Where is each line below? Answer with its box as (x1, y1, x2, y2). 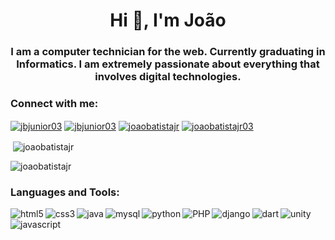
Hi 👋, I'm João (109, 9, 227, 32)
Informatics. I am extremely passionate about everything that (16, 57, 320, 71)
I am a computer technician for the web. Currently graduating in (10, 45, 326, 59)
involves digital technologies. (94, 70, 242, 84)
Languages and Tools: (10, 185, 120, 199)
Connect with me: (10, 97, 99, 111)
